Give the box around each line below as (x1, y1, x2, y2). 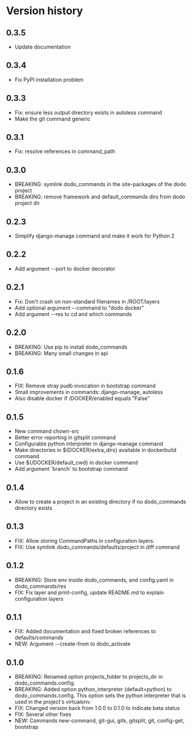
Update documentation (14, 43, 71, 50)
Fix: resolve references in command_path (14, 148, 115, 155)
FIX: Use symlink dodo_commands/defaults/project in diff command (14, 543, 180, 551)
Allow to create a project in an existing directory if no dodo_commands (14, 498, 187, 505)
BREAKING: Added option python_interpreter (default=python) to (14, 686, 172, 693)
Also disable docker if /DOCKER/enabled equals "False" (14, 395, 150, 402)
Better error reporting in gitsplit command (14, 434, 116, 441)
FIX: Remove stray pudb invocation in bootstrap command (14, 382, 156, 389)
